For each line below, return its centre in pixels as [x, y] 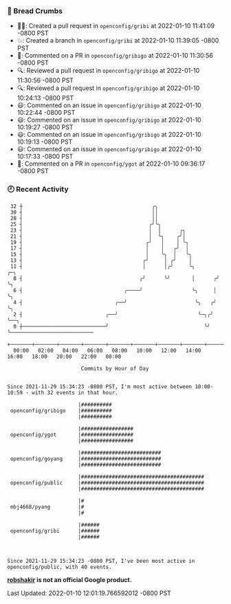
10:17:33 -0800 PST [45, 157]
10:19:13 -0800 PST [45, 142]
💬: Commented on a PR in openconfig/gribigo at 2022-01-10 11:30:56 [115, 56]
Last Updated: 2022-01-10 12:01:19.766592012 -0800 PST [89, 593]
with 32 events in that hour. [75, 392]
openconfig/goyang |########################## [86, 459]
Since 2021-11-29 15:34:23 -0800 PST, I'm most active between [100, 387]
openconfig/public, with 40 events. [59, 567]
